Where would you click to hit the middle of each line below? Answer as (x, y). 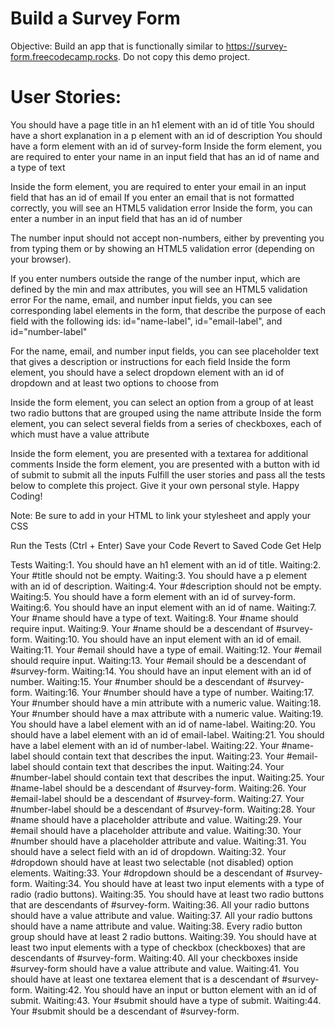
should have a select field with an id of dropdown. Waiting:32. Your (148, 851)
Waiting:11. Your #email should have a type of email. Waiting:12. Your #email (166, 649)
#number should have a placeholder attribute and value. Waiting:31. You (158, 841)
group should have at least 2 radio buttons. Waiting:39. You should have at (163, 936)
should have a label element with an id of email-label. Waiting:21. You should (167, 734)
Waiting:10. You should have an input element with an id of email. (168, 639)
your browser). (41, 259)
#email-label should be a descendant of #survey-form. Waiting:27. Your (157, 798)
